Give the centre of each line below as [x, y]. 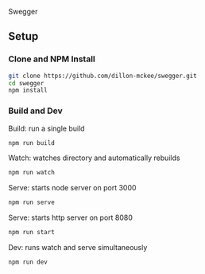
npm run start [32, 233]
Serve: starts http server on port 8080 [71, 217]
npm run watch [32, 173]
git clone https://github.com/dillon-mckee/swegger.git [102, 76]
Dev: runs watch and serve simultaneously [78, 248]
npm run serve [32, 202]
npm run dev [28, 262]
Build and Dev [36, 111]
